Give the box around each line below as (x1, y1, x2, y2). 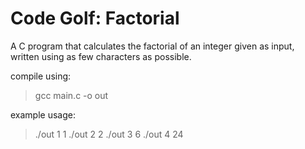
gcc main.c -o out (34, 89, 109, 101)
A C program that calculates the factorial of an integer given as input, (10, 40, 295, 52)
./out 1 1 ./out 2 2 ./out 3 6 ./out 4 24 (34, 128, 184, 140)
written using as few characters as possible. (10, 50, 192, 62)
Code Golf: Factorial (10, 7, 180, 30)
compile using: (10, 70, 72, 82)
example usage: (10, 108, 76, 121)
